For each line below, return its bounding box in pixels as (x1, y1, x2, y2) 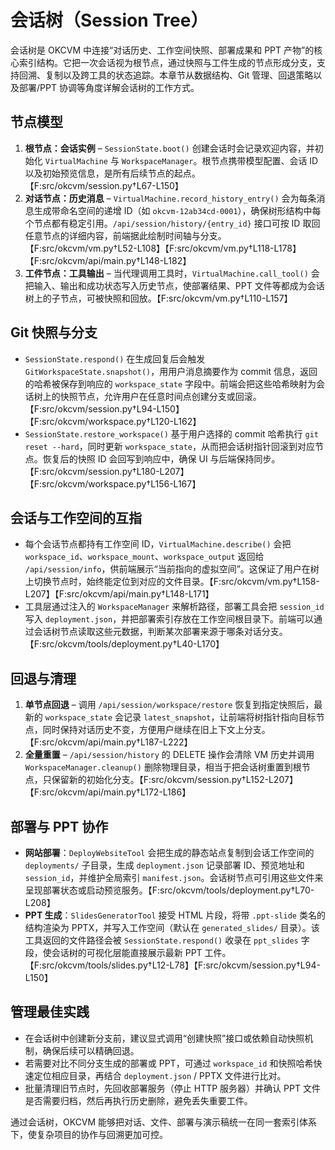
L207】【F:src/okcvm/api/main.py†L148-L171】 (24, 588, 215, 600)
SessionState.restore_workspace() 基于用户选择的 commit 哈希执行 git (24, 427, 320, 440)
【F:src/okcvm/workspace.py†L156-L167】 (24, 477, 202, 490)
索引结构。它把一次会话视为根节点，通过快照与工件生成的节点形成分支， (18, 56, 317, 68)
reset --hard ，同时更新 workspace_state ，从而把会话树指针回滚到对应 (24, 440, 316, 452)
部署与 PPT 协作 (10, 818, 109, 835)
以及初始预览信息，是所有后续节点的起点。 (24, 167, 201, 179)
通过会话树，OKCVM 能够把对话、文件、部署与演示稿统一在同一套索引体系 (10, 1116, 318, 1128)
